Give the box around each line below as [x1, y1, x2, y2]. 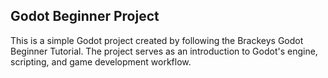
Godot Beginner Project [10, 8, 160, 25]
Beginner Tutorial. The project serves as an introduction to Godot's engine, [10, 45, 318, 57]
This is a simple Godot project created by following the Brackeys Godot [10, 34, 304, 46]
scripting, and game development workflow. [10, 55, 192, 68]
